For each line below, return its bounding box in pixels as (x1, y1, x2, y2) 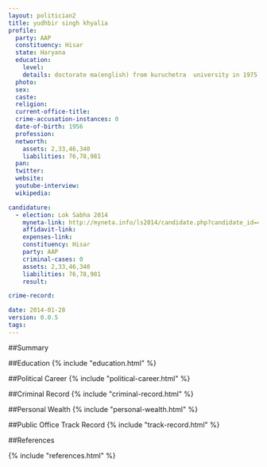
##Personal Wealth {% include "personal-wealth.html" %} (8, 404, 199, 414)
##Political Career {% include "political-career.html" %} (8, 373, 191, 383)
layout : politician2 (8, 11, 77, 20)
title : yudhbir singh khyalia (8, 19, 109, 27)
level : (22, 64, 44, 72)
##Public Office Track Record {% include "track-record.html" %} (8, 419, 220, 430)
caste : (15, 93, 37, 101)
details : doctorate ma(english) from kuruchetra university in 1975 (22, 71, 258, 79)
